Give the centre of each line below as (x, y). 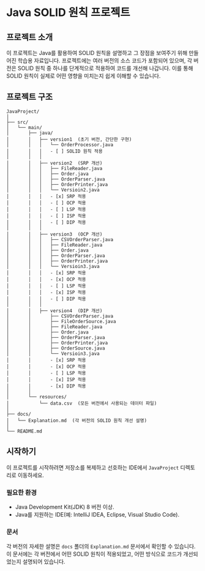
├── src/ (17, 122)
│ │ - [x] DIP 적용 (47, 386)
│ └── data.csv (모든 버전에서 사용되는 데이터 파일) (82, 403)
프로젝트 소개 (30, 37)
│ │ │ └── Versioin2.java (53, 190)
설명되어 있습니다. (44, 562)
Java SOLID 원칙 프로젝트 (68, 13)
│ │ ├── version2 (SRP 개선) (54, 163)
